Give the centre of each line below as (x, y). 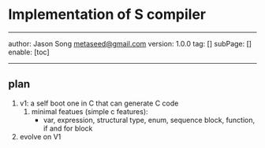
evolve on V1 (40, 136)
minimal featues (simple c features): (90, 111)
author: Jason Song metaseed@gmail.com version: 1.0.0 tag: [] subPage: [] (130, 43)
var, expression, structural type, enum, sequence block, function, (149, 120)
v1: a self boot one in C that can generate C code (99, 103)
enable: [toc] (29, 52)
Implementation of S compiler (107, 15)
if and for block (68, 128)
